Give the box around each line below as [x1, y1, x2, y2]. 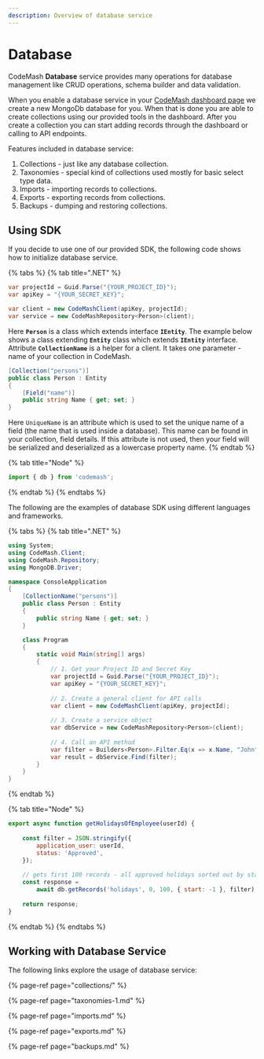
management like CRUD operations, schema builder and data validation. [8, 80, 241, 89]
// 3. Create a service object [49, 716, 153, 724]
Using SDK [8, 224, 62, 237]
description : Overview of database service [8, 11, 153, 20]
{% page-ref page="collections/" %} [8, 981, 127, 990]
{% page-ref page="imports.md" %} [8, 1011, 126, 1020]
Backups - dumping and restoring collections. [19, 201, 167, 210]
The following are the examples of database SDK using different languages [8, 503, 251, 512]
